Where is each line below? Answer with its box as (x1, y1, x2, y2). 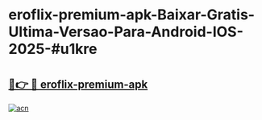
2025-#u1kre (8, 40, 98, 58)
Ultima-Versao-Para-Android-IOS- (8, 23, 244, 41)
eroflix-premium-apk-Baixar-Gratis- (8, 6, 256, 24)
